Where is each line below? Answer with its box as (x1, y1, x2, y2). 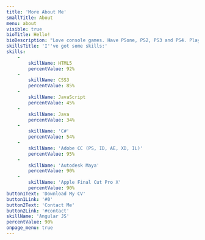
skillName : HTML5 (28, 60, 72, 66)
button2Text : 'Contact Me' (6, 202, 75, 208)
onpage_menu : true (6, 225, 53, 231)
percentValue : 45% (28, 100, 75, 106)
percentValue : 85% (28, 83, 75, 89)
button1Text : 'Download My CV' (6, 191, 86, 197)
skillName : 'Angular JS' (6, 213, 70, 220)
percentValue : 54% (28, 134, 75, 140)
